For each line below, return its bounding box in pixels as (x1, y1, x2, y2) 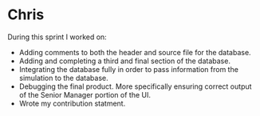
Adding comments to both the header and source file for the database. (18, 47, 252, 57)
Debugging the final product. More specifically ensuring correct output (18, 82, 252, 91)
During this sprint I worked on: (7, 32, 107, 42)
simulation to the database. (18, 73, 108, 82)
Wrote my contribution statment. (18, 98, 126, 108)
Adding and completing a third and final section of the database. (18, 56, 230, 66)
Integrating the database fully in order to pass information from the (18, 64, 238, 74)
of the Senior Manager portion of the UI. (18, 90, 151, 99)
